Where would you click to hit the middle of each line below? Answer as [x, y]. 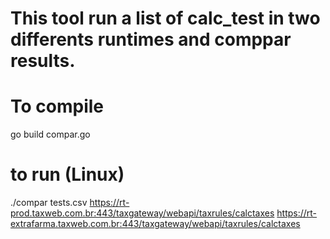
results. [43, 61]
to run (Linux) [67, 174]
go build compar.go [50, 134]
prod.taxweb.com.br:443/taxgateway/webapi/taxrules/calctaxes [142, 213]
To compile [57, 106]
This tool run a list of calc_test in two [165, 18]
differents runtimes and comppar [151, 39]
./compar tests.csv [49, 203]
